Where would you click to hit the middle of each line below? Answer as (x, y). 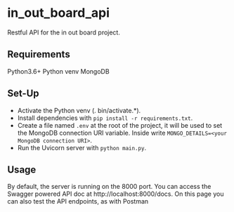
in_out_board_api (59, 13)
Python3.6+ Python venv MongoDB (59, 71)
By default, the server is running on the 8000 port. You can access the (109, 187)
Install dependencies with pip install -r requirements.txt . (105, 118)
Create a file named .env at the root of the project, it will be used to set (120, 125)
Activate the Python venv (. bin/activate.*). (79, 110)
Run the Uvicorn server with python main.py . (82, 147)
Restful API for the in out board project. (64, 32)
